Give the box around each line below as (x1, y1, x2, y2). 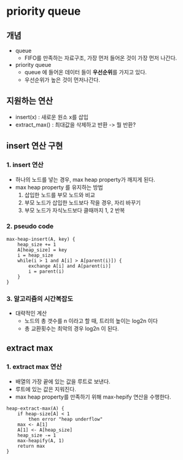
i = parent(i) (28, 268, 64, 275)
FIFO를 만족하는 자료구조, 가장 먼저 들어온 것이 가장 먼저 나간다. (24, 54, 177, 61)
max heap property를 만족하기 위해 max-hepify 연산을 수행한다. (15, 393, 171, 400)
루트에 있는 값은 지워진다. (15, 385, 77, 392)
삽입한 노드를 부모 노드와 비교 (24, 191, 95, 198)
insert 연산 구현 (6, 141, 63, 151)
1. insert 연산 (6, 161, 44, 170)
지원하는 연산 (6, 96, 53, 106)
